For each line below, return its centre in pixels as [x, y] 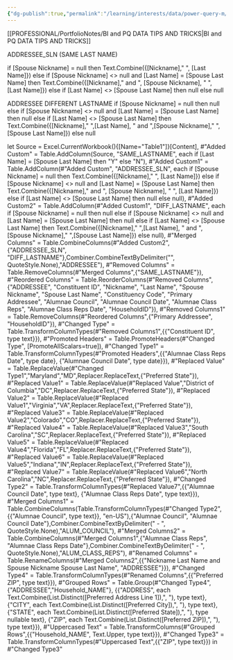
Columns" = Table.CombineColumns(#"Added [73, 242]
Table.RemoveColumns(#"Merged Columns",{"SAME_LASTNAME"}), [105, 272]
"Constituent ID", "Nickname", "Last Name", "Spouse [128, 287]
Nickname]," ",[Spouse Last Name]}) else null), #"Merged [114, 235]
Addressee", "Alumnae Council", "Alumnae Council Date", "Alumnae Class [112, 301]
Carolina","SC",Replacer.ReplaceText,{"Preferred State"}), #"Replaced [107, 435]
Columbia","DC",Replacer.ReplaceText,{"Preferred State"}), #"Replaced [109, 390]
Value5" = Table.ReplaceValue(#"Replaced [68, 442]
